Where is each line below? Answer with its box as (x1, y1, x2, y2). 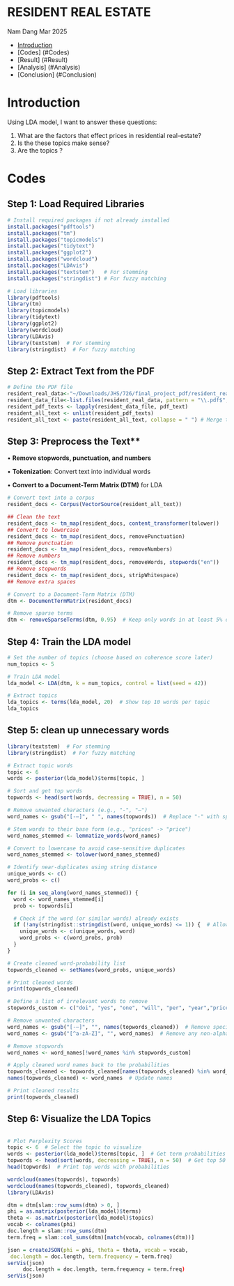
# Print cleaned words (7, 979, 73, 986)
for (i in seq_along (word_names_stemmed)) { (7, 889, 139, 896)
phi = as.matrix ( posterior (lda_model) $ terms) (7, 1208, 141, 1215)
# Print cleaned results (7, 1087, 79, 1094)
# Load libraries (7, 287, 58, 295)
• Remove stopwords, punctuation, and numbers (7, 454, 152, 462)
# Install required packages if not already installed (7, 217, 170, 224)
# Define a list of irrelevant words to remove (7, 998, 148, 1005)
